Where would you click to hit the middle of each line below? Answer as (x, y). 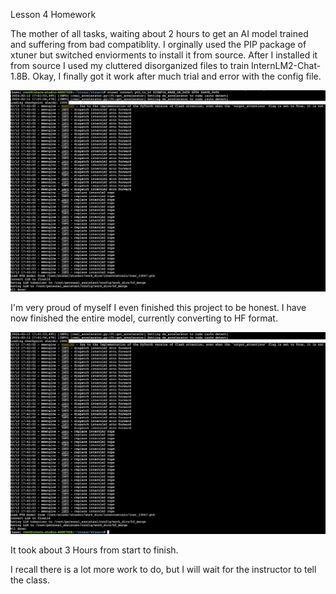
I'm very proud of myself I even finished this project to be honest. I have (158, 308)
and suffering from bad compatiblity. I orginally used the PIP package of (158, 44)
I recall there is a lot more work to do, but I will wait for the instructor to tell (163, 569)
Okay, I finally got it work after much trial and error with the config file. (177, 76)
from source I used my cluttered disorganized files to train (130, 65)
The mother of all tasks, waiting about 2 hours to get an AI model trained (159, 33)
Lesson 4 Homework (53, 14)
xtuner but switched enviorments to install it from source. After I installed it (164, 55)
